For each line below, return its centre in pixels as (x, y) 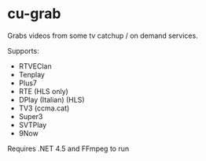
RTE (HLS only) (43, 91)
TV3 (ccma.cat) (44, 108)
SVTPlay (33, 125)
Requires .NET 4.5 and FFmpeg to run (68, 148)
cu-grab (34, 14)
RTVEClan (35, 66)
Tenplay (31, 74)
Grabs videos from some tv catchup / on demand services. (103, 36)
